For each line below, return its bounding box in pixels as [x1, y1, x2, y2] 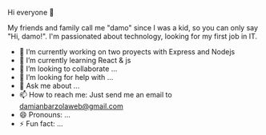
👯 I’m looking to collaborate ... [18, 64, 118, 73]
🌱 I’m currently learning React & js [18, 56, 131, 65]
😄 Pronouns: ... [18, 110, 71, 119]
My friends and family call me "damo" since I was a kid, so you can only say [7, 23, 258, 32]
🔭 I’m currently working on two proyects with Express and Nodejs [18, 47, 236, 56]
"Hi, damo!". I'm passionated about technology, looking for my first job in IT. [7, 32, 258, 41]
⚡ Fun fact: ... [18, 119, 63, 128]
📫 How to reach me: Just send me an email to [18, 90, 173, 99]
